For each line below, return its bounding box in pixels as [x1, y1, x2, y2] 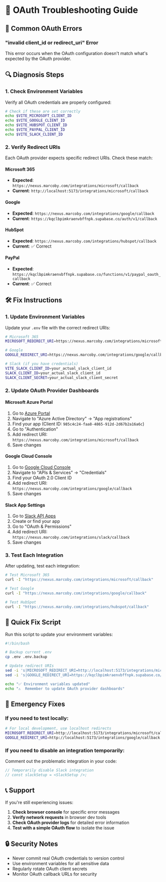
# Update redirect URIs [5, 663, 54, 669]
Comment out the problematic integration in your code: [5, 758, 117, 764]
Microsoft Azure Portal [5, 399, 53, 405]
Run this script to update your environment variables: [5, 631, 113, 637]
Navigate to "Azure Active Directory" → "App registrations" [12, 415, 132, 421]
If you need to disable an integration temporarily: [5, 747, 125, 754]
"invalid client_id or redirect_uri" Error [5, 39, 99, 46]
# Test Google [5, 586, 35, 591]
